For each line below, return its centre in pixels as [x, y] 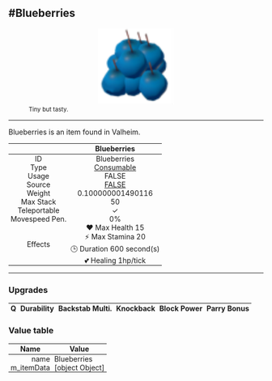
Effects [39, 244]
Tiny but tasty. [49, 109]
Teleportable [38, 210]
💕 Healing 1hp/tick [115, 260]
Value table [31, 330]
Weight [39, 193]
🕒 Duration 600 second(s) [115, 248]
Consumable [115, 167]
